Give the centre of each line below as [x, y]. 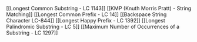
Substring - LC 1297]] [32, 33]
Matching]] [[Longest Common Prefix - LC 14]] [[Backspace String [86, 14]
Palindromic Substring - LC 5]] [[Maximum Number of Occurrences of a [93, 26]
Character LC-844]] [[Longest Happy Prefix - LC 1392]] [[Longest [86, 20]
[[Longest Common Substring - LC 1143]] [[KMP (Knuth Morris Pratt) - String [99, 8]
